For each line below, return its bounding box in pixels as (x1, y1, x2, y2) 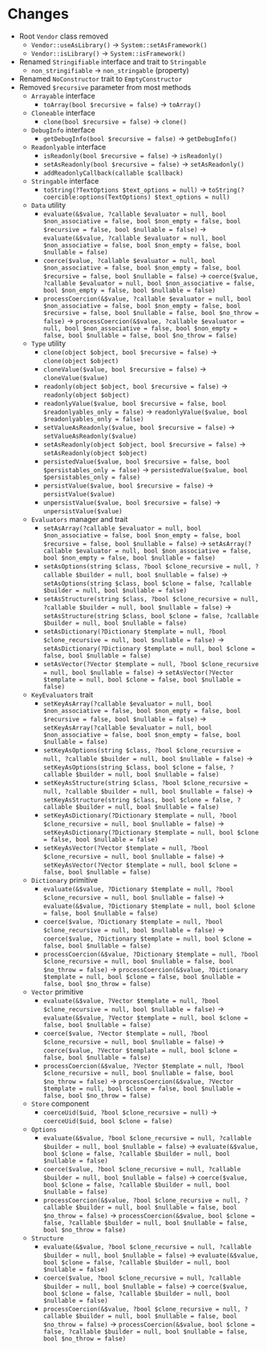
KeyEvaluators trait (30, 690, 94, 699)
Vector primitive (30, 987, 84, 997)
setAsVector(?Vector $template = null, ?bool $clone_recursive (42, 660, 259, 668)
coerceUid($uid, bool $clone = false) (42, 1117, 173, 1125)
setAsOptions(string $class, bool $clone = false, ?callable (42, 579, 252, 588)
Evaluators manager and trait (30, 514, 128, 524)
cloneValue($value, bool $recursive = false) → (42, 364, 207, 374)
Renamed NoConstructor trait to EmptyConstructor (18, 74, 182, 83)
